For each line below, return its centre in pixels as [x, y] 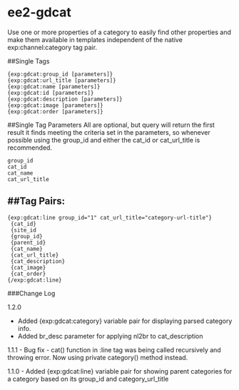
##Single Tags [29, 61]
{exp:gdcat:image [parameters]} [55, 105]
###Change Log [31, 293]
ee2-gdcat [39, 12]
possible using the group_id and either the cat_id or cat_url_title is [104, 140]
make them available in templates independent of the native [95, 39]
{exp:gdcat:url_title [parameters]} [62, 80]
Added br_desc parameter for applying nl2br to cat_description [110, 336]
